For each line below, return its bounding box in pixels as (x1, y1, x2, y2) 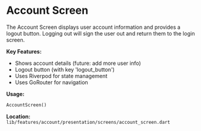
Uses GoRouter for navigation (14, 79, 88, 86)
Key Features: (6, 47, 42, 55)
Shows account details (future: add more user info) (14, 59, 141, 67)
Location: (6, 112, 31, 120)
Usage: (6, 90, 25, 97)
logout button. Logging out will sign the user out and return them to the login (6, 29, 195, 37)
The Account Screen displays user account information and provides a (6, 23, 181, 31)
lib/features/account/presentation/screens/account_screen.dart (6, 119, 170, 125)
